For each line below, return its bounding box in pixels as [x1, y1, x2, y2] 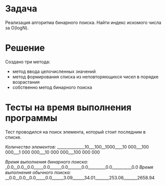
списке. [5, 134, 21, 140]
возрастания [12, 79, 40, 85]
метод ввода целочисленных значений [12, 68, 96, 74]
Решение [5, 42, 45, 54]
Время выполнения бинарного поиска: [5, 159, 88, 165]
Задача [5, 3, 37, 14]
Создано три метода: [5, 58, 51, 65]
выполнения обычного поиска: [5, 169, 71, 175]
